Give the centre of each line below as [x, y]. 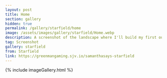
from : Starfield [22, 51]
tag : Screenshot [22, 42]
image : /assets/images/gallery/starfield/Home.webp [60, 33]
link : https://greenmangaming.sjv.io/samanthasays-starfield [70, 56]
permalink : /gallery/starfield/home [43, 28]
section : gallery [23, 19]
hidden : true [19, 24]
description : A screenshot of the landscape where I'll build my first [81, 38]
